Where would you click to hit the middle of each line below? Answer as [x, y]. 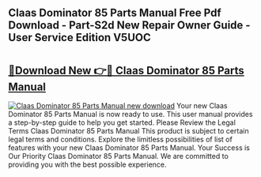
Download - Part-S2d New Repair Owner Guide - [129, 26]
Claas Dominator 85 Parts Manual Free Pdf [115, 13]
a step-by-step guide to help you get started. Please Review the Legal [122, 122]
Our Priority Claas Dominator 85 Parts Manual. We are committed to [119, 156]
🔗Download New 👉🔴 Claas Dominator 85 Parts [126, 70]
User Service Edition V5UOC [80, 38]
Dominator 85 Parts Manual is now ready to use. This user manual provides [130, 114]
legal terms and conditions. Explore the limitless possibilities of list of [121, 139]
